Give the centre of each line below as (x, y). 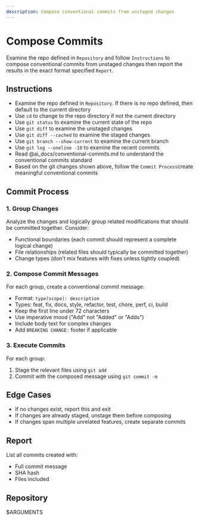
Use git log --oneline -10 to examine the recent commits (87, 148)
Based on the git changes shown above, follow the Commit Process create (104, 167)
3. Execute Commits (36, 345)
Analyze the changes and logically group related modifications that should (97, 221)
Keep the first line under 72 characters (62, 311)
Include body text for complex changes (63, 324)
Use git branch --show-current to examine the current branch (91, 141)
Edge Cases (29, 395)
